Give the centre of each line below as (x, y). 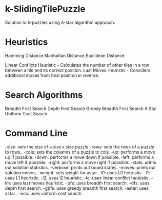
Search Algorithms (44, 95)
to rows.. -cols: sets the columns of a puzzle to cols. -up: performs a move (80, 152)
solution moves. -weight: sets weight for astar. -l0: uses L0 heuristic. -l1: (78, 173)
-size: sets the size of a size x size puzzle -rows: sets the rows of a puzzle (80, 146)
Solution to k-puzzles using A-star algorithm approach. (60, 22)
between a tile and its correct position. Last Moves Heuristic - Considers (78, 70)
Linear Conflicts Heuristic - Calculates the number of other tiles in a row (77, 65)
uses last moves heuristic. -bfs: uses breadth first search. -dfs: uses (81, 183)
